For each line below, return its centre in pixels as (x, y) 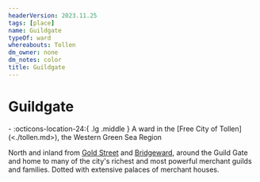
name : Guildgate (35, 30)
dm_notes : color (35, 60)
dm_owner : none (33, 52)
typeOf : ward (30, 38)
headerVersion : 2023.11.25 (53, 15)
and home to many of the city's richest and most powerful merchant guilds (130, 161)
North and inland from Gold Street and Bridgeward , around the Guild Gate (128, 153)
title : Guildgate (37, 68)
